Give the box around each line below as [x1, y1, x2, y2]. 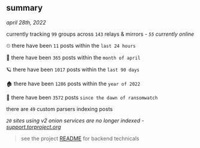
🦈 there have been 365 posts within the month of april [6, 54, 141, 61]
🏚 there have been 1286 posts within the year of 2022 [6, 80, 141, 87]
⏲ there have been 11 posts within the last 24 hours [6, 42, 136, 49]
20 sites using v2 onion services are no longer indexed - [6, 117, 144, 124]
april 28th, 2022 [6, 18, 46, 26]
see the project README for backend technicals [20, 135, 140, 142]
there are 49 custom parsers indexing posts [6, 105, 113, 112]
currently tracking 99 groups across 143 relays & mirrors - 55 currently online [6, 30, 195, 38]
